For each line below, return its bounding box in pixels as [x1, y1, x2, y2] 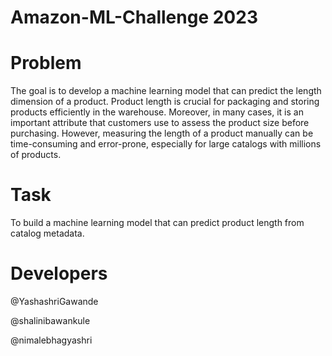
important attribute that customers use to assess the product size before [10, 117, 310, 129]
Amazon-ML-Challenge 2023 [10, 6, 258, 29]
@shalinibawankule [10, 315, 91, 326]
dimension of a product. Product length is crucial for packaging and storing [10, 96, 320, 108]
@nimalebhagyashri [10, 334, 93, 346]
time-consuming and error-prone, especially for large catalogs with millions [10, 138, 322, 150]
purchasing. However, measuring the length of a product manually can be [10, 127, 314, 140]
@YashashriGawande [10, 296, 99, 307]
